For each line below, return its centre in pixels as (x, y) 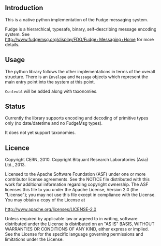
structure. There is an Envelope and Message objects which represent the (77, 77)
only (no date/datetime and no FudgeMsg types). (54, 123)
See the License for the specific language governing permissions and (74, 234)
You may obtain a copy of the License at (45, 200)
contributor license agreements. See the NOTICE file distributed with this (77, 180)
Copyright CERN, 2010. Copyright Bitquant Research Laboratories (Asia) (77, 160)
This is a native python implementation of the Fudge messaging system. (77, 19)
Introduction (24, 8)
